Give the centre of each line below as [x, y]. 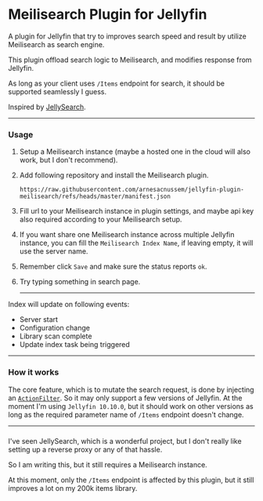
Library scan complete [56, 336]
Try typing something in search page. [80, 282]
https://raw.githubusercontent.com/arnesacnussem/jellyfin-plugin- [131, 190]
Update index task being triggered [75, 345]
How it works [34, 372]
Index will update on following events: [69, 305]
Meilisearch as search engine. [56, 44]
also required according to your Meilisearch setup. [101, 219]
